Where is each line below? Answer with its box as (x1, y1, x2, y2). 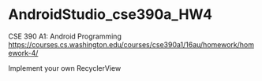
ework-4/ (8, 48, 39, 57)
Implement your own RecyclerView (8, 63, 122, 72)
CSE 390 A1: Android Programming (8, 31, 122, 41)
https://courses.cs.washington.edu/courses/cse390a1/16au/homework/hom (8, 39, 255, 49)
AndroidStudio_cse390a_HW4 (8, 6, 213, 24)
